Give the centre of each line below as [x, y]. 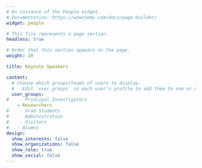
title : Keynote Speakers [37, 67]
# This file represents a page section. [58, 34]
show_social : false [36, 156]
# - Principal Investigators [47, 100]
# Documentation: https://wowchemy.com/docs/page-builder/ [82, 17]
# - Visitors [26, 122]
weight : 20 [20, 56]
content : [17, 77]
